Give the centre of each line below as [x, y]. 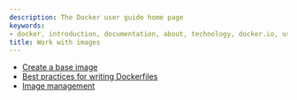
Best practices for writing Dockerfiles [90, 77]
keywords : [27, 26]
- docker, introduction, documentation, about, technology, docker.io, [144, 34]
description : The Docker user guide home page [96, 17]
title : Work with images [55, 42]
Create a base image [60, 67]
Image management [58, 86]
